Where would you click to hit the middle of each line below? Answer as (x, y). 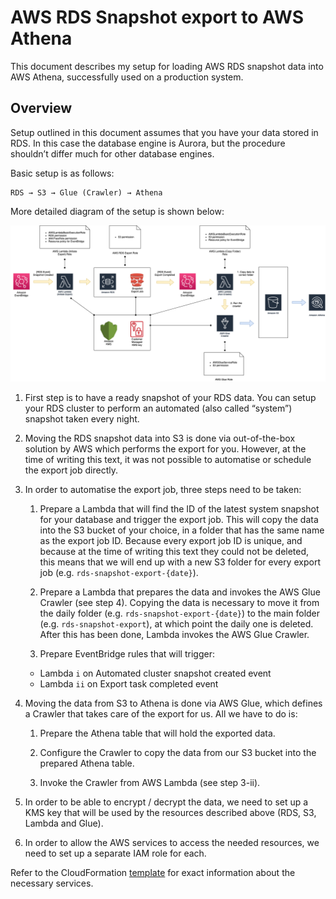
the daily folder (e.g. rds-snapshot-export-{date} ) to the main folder (180, 613)
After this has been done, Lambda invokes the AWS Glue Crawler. (174, 634)
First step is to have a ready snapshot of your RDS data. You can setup (170, 397)
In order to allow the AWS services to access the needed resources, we (172, 842)
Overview (41, 108)
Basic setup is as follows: (62, 173)
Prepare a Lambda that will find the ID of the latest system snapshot (179, 508)
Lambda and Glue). (64, 823)
